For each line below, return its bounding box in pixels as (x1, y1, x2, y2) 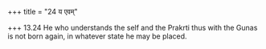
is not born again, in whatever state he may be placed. (7, 31, 187, 41)
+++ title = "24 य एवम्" (7, 7, 78, 16)
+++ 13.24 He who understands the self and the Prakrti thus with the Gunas (7, 23, 258, 32)
